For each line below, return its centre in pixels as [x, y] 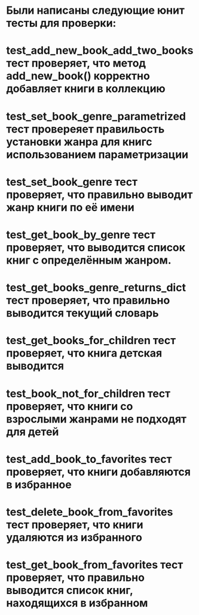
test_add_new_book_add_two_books [100, 51]
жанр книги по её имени [70, 207]
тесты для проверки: [61, 23]
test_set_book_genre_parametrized [96, 116]
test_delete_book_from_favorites [90, 512]
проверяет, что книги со [70, 406]
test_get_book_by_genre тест [81, 235]
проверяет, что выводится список [96, 247]
